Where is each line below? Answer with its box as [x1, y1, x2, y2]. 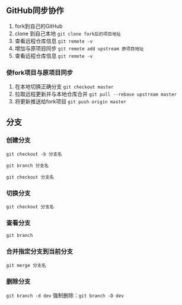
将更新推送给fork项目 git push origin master [14, 98, 126, 105]
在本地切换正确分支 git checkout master [14, 83, 114, 90]
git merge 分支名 [6, 262, 46, 268]
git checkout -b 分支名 [6, 151, 62, 157]
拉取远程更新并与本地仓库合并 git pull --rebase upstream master [14, 91, 177, 98]
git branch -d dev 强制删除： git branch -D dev [6, 291, 124, 298]
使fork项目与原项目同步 [6, 68, 73, 77]
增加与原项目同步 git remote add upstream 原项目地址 [14, 45, 144, 52]
